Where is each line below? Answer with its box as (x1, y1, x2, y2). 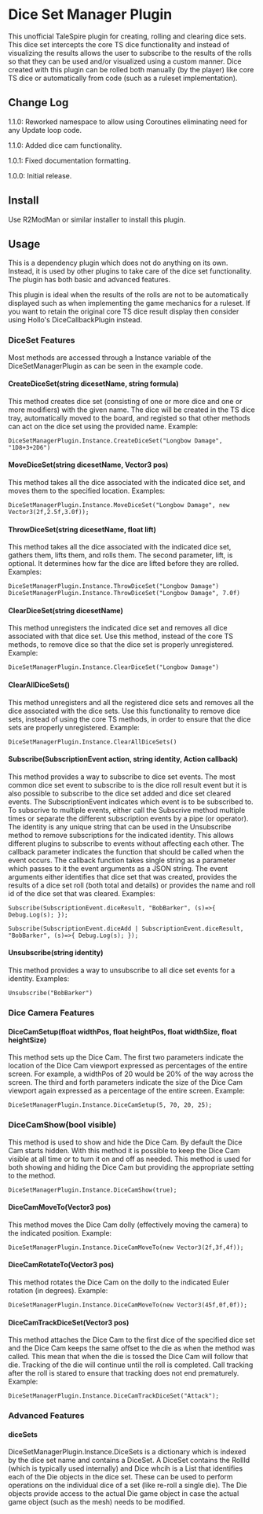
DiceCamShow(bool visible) (8, 1119, 117, 1130)
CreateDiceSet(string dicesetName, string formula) (8, 379, 179, 388)
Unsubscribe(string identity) (8, 948, 104, 957)
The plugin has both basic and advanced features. (8, 275, 171, 285)
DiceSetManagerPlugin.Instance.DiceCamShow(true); (8, 1185, 177, 1194)
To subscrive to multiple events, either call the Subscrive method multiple (8, 805, 246, 814)
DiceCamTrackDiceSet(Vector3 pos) (8, 1317, 130, 1327)
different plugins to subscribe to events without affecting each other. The (8, 839, 245, 848)
